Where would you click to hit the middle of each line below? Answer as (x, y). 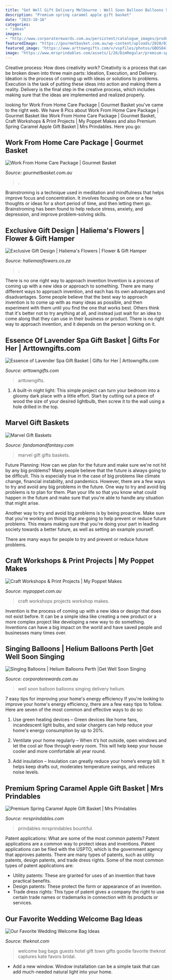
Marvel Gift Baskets (37, 423)
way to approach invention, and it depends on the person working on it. (81, 324)
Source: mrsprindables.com (35, 819)
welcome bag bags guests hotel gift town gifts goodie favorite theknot (92, 951)
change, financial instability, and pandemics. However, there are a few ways (85, 481)
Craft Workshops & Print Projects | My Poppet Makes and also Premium (81, 121)
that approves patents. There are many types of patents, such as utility (80, 855)
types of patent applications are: (40, 866)
